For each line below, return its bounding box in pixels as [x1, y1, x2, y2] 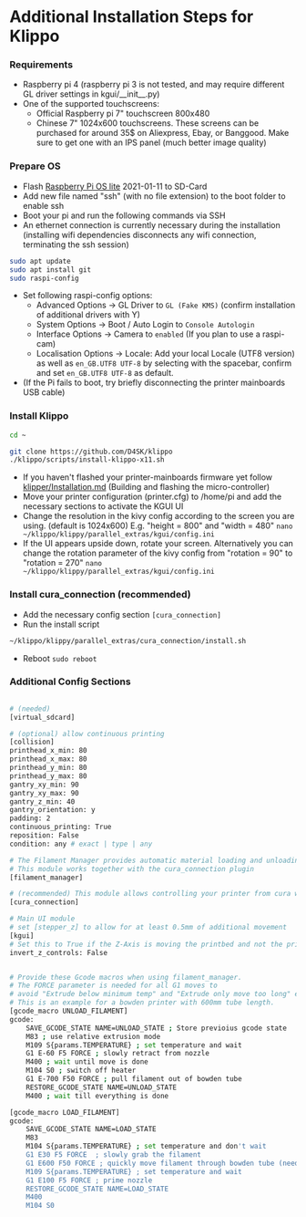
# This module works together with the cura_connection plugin [9, 864, 255, 873]
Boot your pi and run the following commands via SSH [22, 210, 226, 221]
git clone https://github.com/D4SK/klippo [9, 447, 173, 456]
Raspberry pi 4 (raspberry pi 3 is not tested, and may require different [22, 79, 285, 90]
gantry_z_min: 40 [9, 796, 76, 806]
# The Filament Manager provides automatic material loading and [9, 856, 262, 865]
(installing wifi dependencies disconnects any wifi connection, [22, 229, 257, 240]
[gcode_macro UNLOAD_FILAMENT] [9, 1006, 128, 1016]
